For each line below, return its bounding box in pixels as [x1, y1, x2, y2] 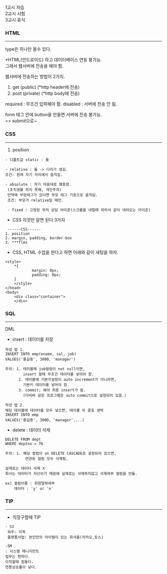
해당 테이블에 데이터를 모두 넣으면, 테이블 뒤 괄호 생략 [5, 408, 104, 413]
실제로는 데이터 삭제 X [5, 466, 45, 471]
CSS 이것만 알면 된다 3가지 [12, 216, 66, 223]
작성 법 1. [5, 347, 25, 352]
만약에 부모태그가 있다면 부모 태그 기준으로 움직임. [7, 192, 98, 197]
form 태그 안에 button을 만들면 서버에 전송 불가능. [5, 112, 102, 118]
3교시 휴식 [5, 17, 26, 22]
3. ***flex [5, 240, 28, 245]
